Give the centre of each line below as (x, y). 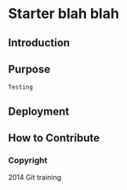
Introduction (39, 43)
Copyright (28, 160)
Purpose (29, 69)
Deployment (39, 111)
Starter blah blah (64, 14)
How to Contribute (54, 138)
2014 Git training (35, 177)
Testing (21, 87)
